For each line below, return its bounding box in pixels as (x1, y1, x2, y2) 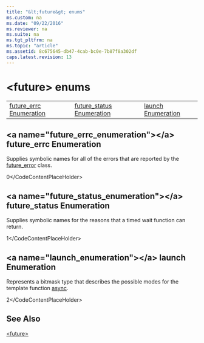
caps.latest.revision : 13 (6, 54, 72, 60)
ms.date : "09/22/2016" (6, 20, 64, 26)
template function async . (6, 285, 69, 291)
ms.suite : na (6, 32, 39, 38)
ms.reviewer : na (6, 25, 47, 32)
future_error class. (6, 161, 53, 169)
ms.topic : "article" (6, 43, 59, 49)
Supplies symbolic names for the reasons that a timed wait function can (6, 217, 186, 224)
